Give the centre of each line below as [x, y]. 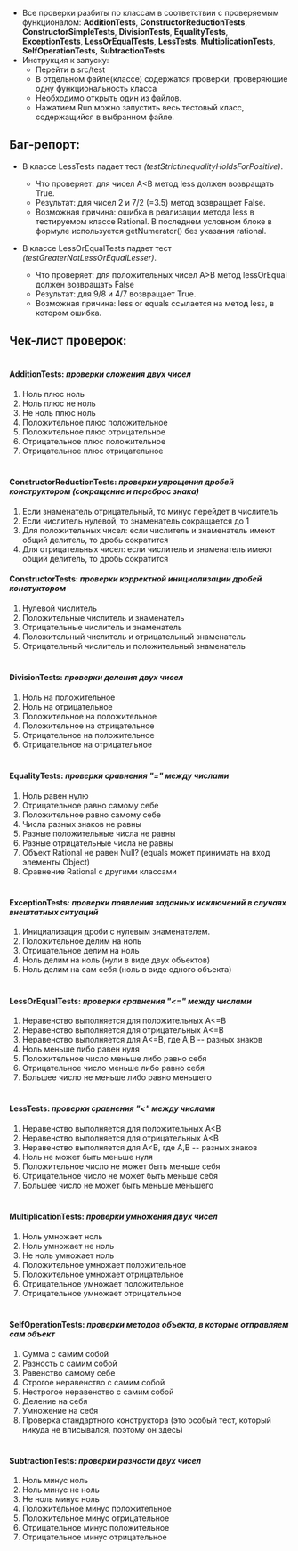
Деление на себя [55, 1401]
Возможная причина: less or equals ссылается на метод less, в [154, 303]
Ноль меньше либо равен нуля [81, 1049]
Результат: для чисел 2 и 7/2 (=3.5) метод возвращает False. [150, 202]
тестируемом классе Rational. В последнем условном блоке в [154, 221]
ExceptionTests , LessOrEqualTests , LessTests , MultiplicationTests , [149, 41]
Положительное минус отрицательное [96, 1518]
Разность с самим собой [69, 1363]
